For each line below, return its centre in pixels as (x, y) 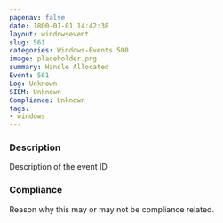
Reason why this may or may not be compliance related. (112, 209)
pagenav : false (37, 17)
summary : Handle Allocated (59, 68)
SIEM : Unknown (36, 92)
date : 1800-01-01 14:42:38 (59, 26)
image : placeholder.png (53, 59)
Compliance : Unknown (48, 100)
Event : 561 (29, 76)
